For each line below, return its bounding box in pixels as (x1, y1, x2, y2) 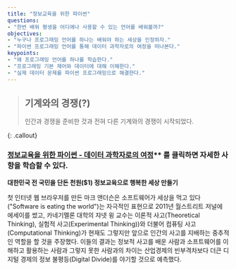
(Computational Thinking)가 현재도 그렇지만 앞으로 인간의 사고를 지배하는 (7, 228, 211, 237)
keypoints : (7, 50, 39, 57)
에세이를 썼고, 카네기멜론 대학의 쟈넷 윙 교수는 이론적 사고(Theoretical (7, 211, 201, 219)
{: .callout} (7, 131, 37, 140)
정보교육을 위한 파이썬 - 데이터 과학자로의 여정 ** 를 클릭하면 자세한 (7, 150, 221, 160)
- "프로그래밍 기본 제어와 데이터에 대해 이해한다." (7, 63, 136, 70)
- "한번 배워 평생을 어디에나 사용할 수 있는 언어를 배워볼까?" (7, 23, 164, 30)
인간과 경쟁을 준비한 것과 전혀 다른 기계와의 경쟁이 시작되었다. (24, 117, 194, 125)
